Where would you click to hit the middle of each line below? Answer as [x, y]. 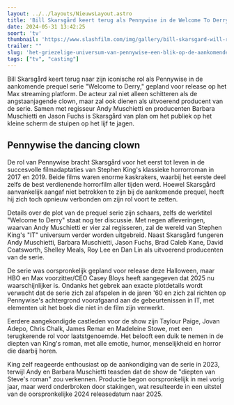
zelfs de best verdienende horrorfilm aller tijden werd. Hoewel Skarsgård [111, 184]
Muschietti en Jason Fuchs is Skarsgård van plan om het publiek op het [110, 116]
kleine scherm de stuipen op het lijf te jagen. [71, 123]
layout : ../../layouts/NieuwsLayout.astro [70, 14]
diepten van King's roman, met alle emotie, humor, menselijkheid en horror [114, 343]
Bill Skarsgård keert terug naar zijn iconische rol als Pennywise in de [105, 79]
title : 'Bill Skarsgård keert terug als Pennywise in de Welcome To [109, 20]
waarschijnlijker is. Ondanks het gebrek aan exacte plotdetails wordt [105, 285]
